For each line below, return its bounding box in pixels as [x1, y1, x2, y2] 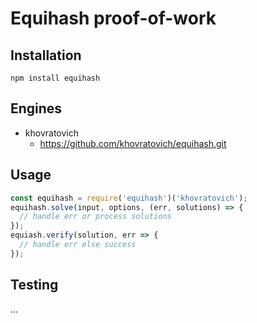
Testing [10, 277, 59, 294]
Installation [10, 47, 82, 64]
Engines [10, 100, 63, 117]
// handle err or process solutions [19, 212, 172, 222]
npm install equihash [10, 73, 101, 83]
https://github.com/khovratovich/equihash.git [39, 137, 227, 149]
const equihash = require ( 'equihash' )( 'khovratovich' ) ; [10, 193, 248, 203]
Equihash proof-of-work [10, 7, 217, 30]
